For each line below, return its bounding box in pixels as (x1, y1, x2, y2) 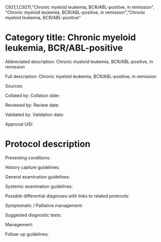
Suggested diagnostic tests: (5, 212, 62, 218)
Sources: (5, 83, 24, 89)
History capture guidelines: (5, 164, 60, 170)
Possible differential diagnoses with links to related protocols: (5, 193, 129, 199)
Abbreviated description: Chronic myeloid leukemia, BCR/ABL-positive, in (5, 59, 154, 65)
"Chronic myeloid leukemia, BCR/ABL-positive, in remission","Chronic (5, 9, 146, 15)
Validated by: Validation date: (5, 111, 64, 117)
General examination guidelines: (5, 173, 70, 179)
